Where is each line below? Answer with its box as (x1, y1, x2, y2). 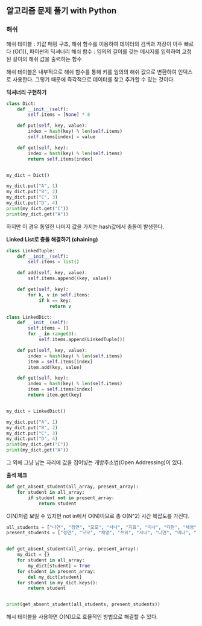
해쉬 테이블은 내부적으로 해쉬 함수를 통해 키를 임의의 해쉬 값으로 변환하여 (6, 68, 177, 75)
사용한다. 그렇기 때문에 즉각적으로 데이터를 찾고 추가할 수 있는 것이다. (12, 75, 175, 83)
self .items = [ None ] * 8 (28, 112, 90, 118)
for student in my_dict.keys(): (17, 580, 98, 586)
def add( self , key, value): (17, 270, 87, 276)
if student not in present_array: (28, 494, 115, 501)
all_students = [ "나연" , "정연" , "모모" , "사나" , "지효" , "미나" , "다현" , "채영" (6, 524, 197, 530)
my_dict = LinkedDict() (6, 408, 66, 414)
